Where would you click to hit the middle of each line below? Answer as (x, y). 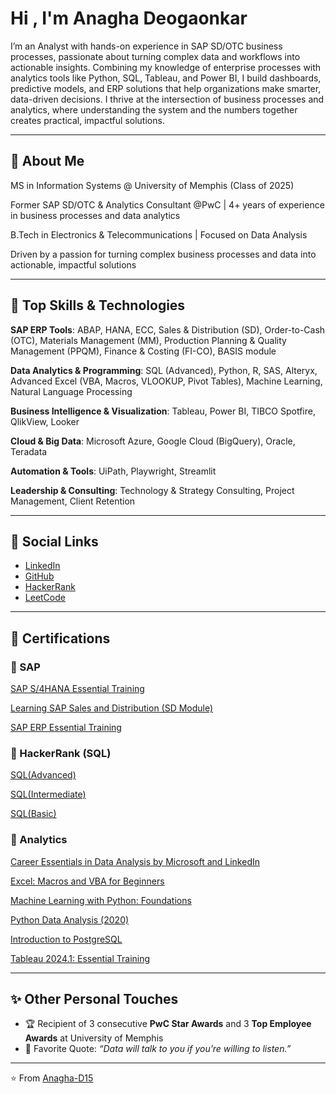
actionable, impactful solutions (73, 264)
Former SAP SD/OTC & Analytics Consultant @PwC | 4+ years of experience (167, 204)
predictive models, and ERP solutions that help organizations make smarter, (166, 88)
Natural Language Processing (71, 391)
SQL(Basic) (33, 814)
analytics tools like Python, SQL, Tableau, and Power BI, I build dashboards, (166, 78)
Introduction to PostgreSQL (66, 939)
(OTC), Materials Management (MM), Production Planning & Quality (148, 340)
